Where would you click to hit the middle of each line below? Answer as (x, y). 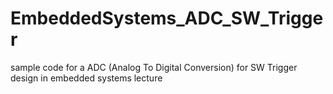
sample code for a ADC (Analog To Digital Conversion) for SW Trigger (154, 67)
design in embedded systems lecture (86, 78)
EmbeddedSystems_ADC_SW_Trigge (167, 18)
